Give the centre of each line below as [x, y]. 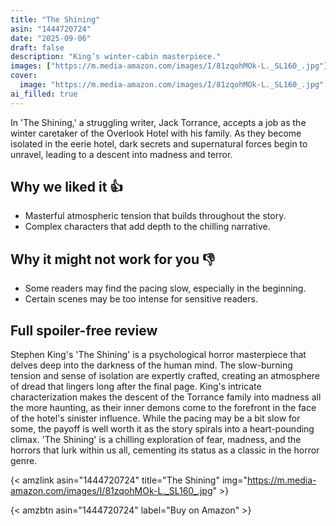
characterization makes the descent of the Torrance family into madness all [166, 397]
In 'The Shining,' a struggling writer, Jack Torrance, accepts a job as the [158, 122]
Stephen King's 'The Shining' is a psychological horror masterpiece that [158, 355]
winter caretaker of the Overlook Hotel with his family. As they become [156, 133]
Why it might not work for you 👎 [113, 259]
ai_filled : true [44, 94]
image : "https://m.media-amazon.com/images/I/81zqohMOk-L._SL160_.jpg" [172, 85]
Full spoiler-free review [84, 330]
